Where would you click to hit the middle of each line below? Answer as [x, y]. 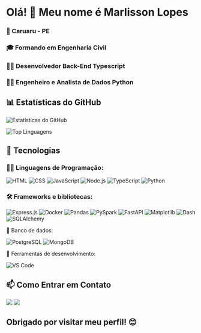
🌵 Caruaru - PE [28, 31]
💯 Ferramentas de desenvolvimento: [51, 254]
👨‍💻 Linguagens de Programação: [55, 168]
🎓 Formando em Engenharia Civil [56, 48]
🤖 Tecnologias [33, 151]
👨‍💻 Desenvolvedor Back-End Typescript [66, 66]
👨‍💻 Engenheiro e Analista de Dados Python [70, 82]
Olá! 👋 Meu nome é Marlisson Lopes [97, 12]
